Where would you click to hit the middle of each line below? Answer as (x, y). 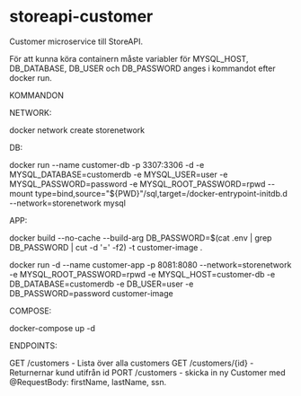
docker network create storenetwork (77, 130)
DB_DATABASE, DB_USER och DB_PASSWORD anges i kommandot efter (142, 68)
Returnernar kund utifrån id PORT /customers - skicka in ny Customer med (147, 372)
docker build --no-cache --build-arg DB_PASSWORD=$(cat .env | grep (141, 238)
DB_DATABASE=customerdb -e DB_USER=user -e (102, 284)
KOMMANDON (37, 95)
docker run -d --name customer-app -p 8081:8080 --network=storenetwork (150, 264)
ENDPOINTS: (34, 345)
